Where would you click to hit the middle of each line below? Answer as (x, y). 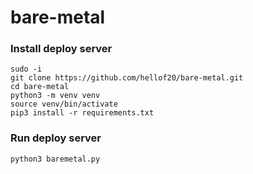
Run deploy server (56, 138)
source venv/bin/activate (64, 104)
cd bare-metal (40, 87)
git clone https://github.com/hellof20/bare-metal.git (127, 78)
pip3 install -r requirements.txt (82, 113)
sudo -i (26, 69)
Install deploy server (61, 49)
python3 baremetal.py (55, 159)
